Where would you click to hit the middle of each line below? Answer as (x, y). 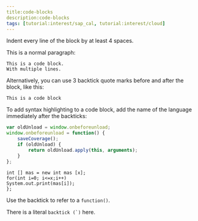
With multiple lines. (34, 69)
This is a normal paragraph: (41, 53)
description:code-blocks (38, 18)
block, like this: (25, 87)
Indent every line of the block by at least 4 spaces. (70, 41)
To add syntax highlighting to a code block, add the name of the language (99, 110)
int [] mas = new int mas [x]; (46, 173)
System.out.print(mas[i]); (41, 183)
